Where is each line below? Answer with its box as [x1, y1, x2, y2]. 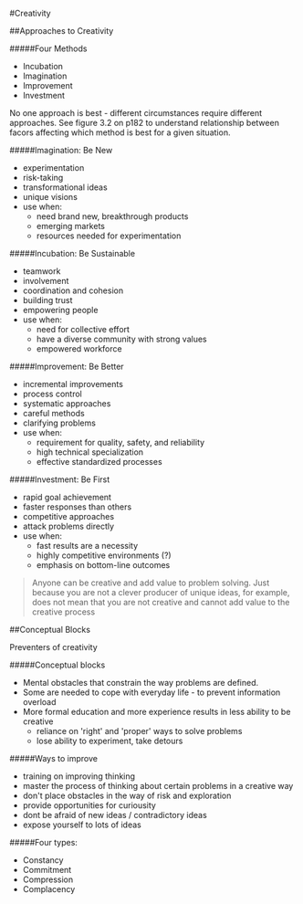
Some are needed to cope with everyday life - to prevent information [22, 687, 281, 698]
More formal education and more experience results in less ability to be [22, 707, 291, 717]
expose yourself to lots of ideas [22, 819, 141, 830]
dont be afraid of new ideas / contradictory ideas [22, 810, 207, 820]
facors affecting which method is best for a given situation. [9, 127, 231, 138]
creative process [31, 606, 96, 617]
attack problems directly [22, 520, 115, 531]
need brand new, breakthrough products [36, 211, 189, 222]
